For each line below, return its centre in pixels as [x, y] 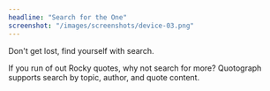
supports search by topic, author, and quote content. [104, 77]
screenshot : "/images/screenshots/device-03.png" [101, 26]
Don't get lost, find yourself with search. [81, 50]
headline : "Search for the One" [67, 17]
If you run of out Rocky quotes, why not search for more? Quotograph [135, 68]
